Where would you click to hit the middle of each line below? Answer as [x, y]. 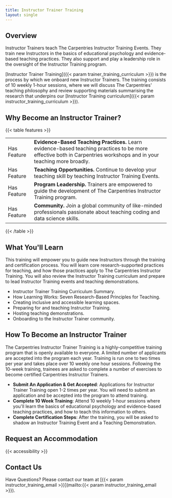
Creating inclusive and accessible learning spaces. [66, 302]
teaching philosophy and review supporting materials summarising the [79, 91]
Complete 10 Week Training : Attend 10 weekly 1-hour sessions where [86, 400]
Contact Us [24, 467]
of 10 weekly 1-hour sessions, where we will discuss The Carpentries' [79, 85]
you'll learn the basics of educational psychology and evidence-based [87, 406]
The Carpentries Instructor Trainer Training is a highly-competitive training [84, 347]
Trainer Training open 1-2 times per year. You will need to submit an [84, 390]
